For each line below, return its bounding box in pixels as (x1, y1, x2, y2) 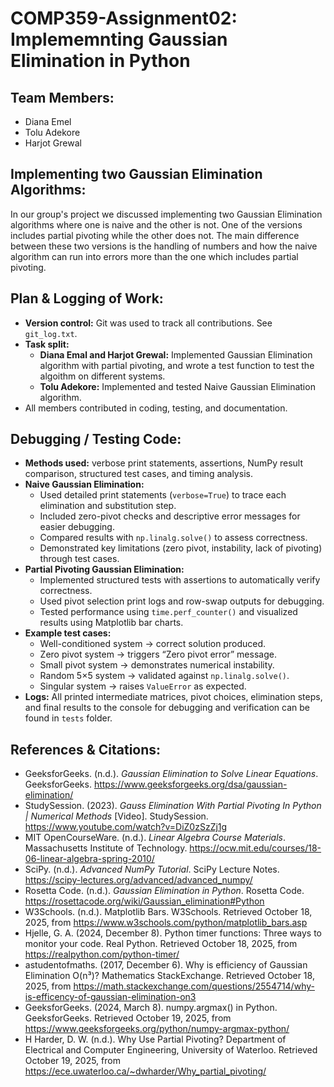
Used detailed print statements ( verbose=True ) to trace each (39, 489, 287, 501)
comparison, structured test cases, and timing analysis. (24, 468, 253, 480)
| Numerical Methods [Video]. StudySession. (24, 810, 209, 822)
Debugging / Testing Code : (10, 431, 182, 448)
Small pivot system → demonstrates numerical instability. (39, 659, 275, 671)
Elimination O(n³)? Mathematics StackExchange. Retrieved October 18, (24, 970, 315, 982)
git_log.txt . (24, 327, 78, 339)
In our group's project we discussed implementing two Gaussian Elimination (10, 208, 323, 220)
